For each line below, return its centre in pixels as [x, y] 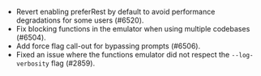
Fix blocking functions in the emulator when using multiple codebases [133, 29]
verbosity [33, 64]
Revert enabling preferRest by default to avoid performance [116, 12]
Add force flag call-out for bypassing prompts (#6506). [108, 46]
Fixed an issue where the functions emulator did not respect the [123, 55]
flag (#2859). [73, 63]
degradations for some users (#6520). [80, 20]
